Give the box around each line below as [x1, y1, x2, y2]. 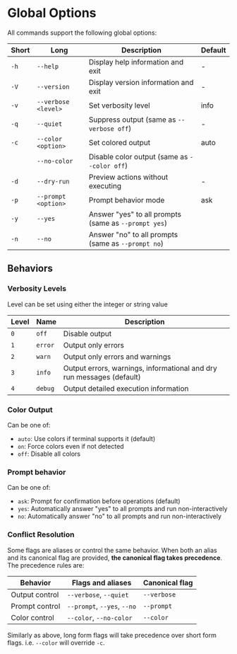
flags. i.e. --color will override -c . [7, 638, 105, 647]
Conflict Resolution [7, 529, 75, 539]
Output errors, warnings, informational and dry [63, 363, 217, 373]
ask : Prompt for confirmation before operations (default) [17, 497, 181, 505]
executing [88, 180, 122, 190]
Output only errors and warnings [63, 352, 171, 362]
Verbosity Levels [7, 284, 67, 294]
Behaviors [7, 263, 53, 275]
